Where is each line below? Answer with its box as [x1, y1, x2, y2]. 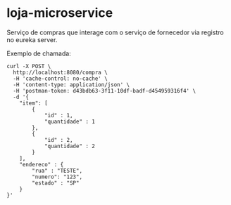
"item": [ [19, 100, 49, 107]
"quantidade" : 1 [44, 118, 96, 125]
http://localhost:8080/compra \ [13, 69, 108, 76]
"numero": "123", [32, 173, 82, 180]
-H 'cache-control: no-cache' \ [13, 75, 108, 82]
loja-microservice [6, 5, 113, 21]
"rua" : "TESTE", [32, 167, 82, 174]
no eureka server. [6, 35, 58, 44]
